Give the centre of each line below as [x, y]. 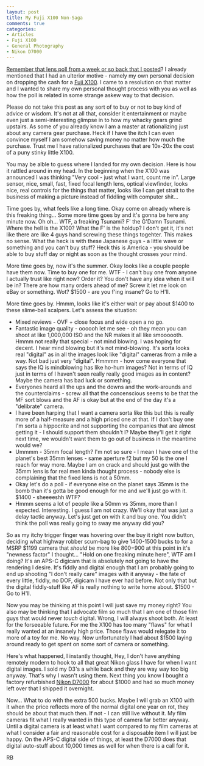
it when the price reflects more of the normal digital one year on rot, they [97, 707]
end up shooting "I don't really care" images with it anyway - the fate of [96, 574]
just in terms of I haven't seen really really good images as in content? [103, 374]
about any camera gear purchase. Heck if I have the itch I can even [90, 133]
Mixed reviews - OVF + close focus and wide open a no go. [90, 322]
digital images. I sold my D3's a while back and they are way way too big [97, 669]
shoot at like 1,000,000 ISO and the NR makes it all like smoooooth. [99, 335]
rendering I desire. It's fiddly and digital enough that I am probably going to [100, 567]
